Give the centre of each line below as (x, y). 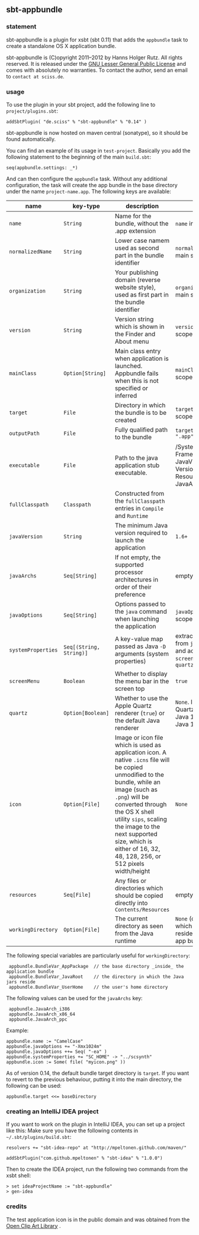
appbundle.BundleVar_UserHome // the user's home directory (88, 987)
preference (130, 594)
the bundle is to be (141, 412)
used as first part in (142, 294)
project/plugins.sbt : (32, 111)
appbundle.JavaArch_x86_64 (42, 1014)
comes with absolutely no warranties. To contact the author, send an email (97, 70)
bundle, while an (138, 782)
